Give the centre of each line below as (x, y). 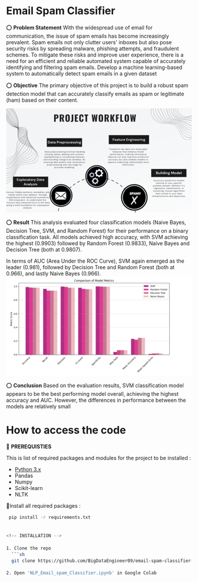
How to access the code (66, 430)
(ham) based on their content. (42, 100)
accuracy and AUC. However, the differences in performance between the (96, 400)
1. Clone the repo (29, 548)
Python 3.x (28, 469)
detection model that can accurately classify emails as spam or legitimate (95, 94)
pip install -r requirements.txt (50, 517)
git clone (23, 561)
